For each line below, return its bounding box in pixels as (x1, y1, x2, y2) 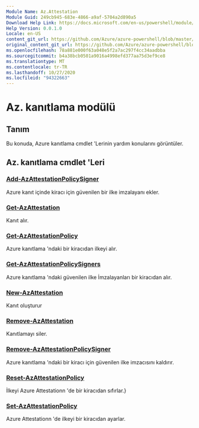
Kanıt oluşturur (6, 302, 43, 309)
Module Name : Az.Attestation (6, 8, 78, 15)
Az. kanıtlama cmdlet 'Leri (6, 157, 105, 167)
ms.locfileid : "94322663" (6, 75, 70, 81)
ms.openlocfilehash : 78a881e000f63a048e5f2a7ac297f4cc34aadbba (6, 48, 166, 53)
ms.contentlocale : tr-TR (6, 64, 68, 70)
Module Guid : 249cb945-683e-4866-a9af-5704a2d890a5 (6, 14, 136, 20)
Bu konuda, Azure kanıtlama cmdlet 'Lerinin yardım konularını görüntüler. (6, 140, 184, 147)
